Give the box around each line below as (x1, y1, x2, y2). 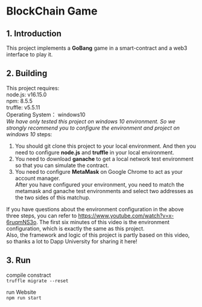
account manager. (14, 174, 60, 182)
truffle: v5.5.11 (6, 104, 40, 111)
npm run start (6, 295, 42, 301)
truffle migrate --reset (6, 277, 69, 284)
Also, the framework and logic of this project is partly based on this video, (6, 231, 190, 239)
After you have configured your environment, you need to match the (14, 180, 185, 188)
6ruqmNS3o (6, 218, 37, 225)
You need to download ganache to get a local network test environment (14, 155, 194, 162)
